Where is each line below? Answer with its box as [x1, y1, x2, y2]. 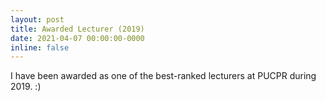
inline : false [10, 42, 70, 53]
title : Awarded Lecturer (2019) [10, 24, 145, 34]
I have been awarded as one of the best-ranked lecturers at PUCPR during [10, 70, 317, 82]
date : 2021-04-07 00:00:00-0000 [10, 33, 145, 43]
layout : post [10, 14, 65, 25]
